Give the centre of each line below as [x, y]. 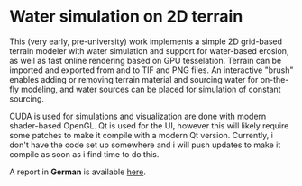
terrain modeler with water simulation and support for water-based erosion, [149, 50]
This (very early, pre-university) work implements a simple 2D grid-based [146, 41]
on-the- [275, 79]
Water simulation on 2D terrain [126, 17]
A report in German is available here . [78, 172]
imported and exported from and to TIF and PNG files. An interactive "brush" [151, 70]
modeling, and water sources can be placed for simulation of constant [151, 89]
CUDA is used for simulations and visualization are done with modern [138, 116]
